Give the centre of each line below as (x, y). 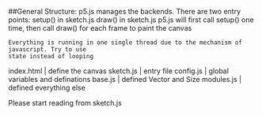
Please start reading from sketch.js (65, 103)
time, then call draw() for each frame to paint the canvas (100, 28)
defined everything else (47, 87)
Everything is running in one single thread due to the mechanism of (125, 43)
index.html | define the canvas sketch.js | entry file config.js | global (119, 71)
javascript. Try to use (47, 50)
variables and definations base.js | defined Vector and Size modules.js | (125, 79)
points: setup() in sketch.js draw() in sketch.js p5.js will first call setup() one (131, 20)
